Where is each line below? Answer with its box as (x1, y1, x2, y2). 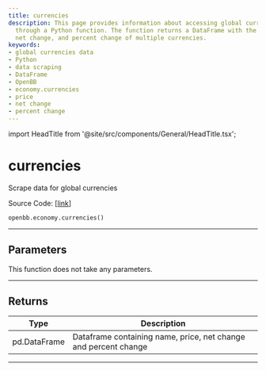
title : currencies (8, 11, 69, 20)
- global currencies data (8, 48, 93, 56)
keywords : (8, 41, 41, 49)
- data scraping (8, 63, 62, 71)
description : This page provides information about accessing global (8, 19, 243, 27)
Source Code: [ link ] (8, 198, 72, 208)
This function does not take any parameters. (8, 264, 153, 273)
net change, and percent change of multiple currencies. (15, 33, 207, 42)
